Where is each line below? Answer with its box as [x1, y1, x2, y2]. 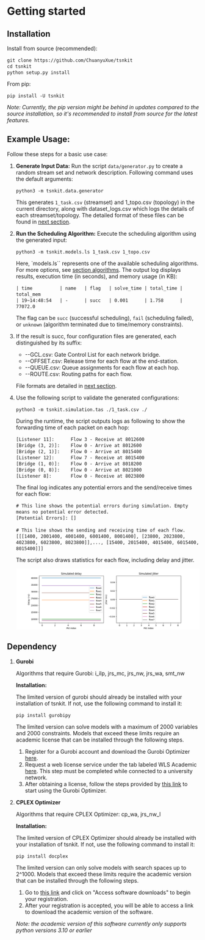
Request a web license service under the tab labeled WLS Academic [24, 760, 197, 768]
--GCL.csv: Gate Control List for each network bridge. [24, 351, 161, 358]
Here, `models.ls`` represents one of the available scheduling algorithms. [15, 260, 199, 267]
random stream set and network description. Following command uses [15, 169, 193, 176]
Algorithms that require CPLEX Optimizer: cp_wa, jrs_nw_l [15, 811, 161, 818]
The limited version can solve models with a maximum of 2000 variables [15, 723, 198, 731]
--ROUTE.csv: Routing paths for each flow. [24, 370, 133, 377]
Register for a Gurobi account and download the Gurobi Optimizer [24, 748, 190, 755]
